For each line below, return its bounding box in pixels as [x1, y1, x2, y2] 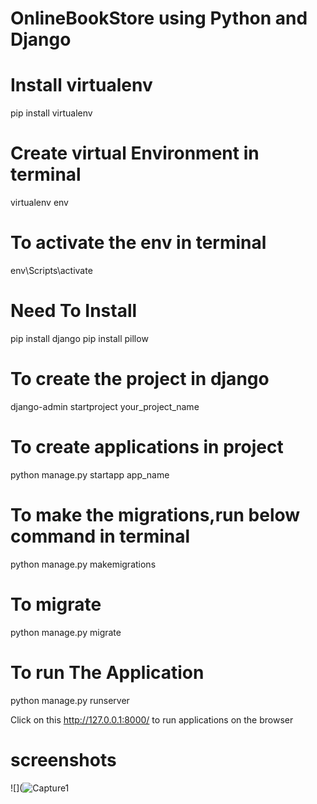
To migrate [10, 593, 102, 616]
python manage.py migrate [10, 626, 122, 638]
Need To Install [10, 300, 138, 322]
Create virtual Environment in [10, 142, 260, 165]
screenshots [10, 748, 117, 771]
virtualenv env [10, 197, 69, 209]
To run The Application [10, 661, 205, 684]
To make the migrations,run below [10, 504, 301, 526]
